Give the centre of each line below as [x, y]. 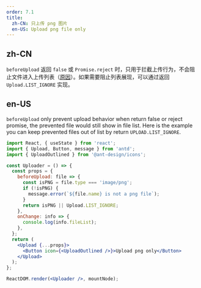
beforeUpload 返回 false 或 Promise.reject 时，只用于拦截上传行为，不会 [98, 69]
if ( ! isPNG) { [41, 188]
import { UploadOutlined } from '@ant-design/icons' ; [76, 154]
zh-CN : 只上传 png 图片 [40, 23]
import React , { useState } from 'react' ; [61, 143]
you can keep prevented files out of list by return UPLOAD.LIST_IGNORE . [94, 131]
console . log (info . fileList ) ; [60, 223]
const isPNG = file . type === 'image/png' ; [77, 183]
